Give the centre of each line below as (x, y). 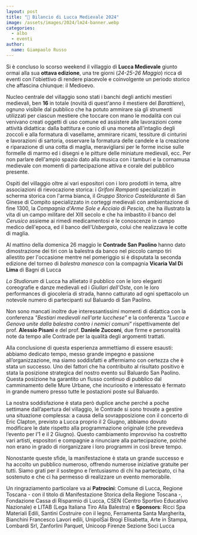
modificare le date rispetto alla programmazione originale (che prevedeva (95, 428)
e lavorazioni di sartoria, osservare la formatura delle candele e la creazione (98, 140)
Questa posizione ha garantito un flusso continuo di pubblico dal (84, 379)
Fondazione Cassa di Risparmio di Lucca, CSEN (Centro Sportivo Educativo (97, 500)
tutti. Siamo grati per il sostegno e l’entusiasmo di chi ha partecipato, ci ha (95, 470)
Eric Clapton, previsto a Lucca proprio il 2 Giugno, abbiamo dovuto (86, 421)
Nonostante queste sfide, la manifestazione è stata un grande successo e (95, 458)
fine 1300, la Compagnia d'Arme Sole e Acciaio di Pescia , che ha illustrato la (98, 208)
